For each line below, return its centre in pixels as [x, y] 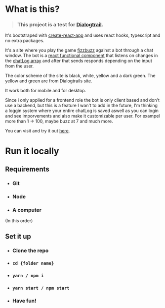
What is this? [33, 9]
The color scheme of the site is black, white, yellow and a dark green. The [80, 76]
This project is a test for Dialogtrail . [60, 25]
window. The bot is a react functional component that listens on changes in [82, 56]
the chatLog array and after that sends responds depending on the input [79, 61]
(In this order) [19, 221]
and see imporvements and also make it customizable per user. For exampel [82, 116]
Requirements [27, 169]
